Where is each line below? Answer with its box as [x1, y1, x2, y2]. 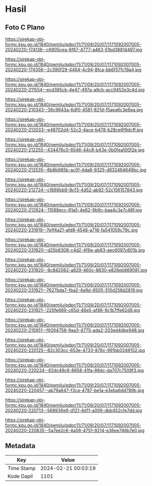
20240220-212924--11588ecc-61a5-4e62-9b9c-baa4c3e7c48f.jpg [5, 207, 142, 213]
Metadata [5, 442, 36, 450]
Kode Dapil [7, 473, 33, 480]
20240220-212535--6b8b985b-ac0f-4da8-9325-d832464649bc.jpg [5, 167, 147, 173]
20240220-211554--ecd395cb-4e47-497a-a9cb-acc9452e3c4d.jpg [5, 87, 145, 92]
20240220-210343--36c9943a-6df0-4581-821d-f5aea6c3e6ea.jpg [5, 107, 143, 112]
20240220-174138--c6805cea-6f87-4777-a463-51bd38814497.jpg [5, 47, 142, 52]
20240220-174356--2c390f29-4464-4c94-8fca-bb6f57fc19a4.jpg [5, 67, 142, 73]
